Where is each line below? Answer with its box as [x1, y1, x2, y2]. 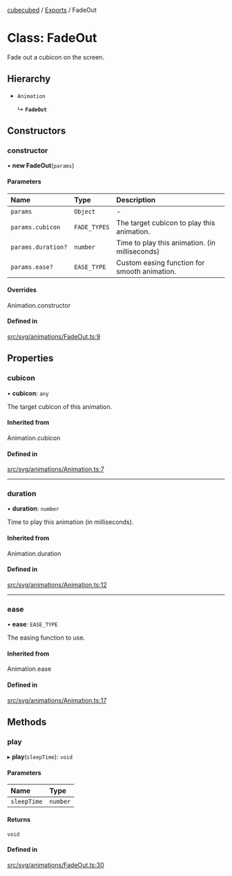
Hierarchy [7, 73, 51, 85]
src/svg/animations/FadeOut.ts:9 [7, 333, 101, 341]
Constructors [7, 125, 66, 137]
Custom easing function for [116, 258, 205, 268]
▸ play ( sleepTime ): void [7, 753, 73, 761]
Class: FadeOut [7, 30, 97, 46]
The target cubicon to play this [116, 218, 215, 227]
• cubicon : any [7, 389, 50, 397]
